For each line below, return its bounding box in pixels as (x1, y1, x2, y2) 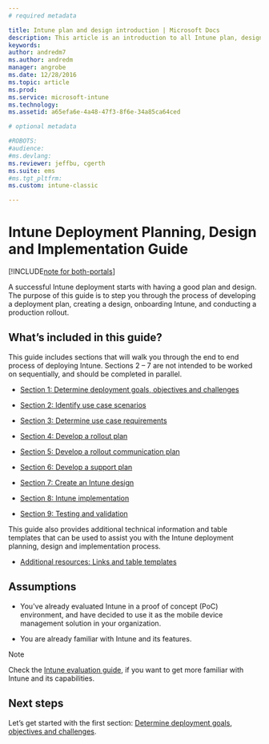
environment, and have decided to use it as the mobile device (19, 609, 223, 619)
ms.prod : (8, 86, 38, 94)
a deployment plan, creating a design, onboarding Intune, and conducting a (8, 300, 257, 309)
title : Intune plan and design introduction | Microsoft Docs (8, 26, 220, 34)
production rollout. (8, 308, 70, 317)
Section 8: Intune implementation (19, 493, 130, 503)
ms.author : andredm (8, 56, 74, 64)
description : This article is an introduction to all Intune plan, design (8, 34, 263, 42)
